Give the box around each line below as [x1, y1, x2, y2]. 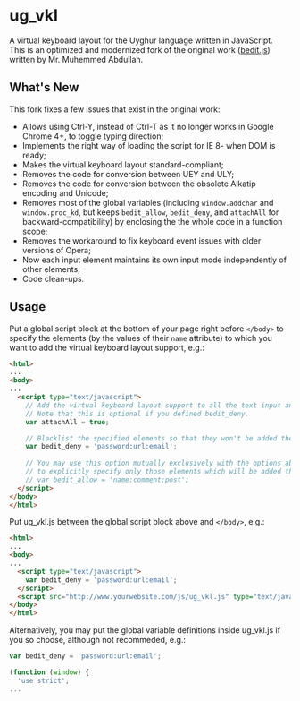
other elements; [21, 263, 80, 274]
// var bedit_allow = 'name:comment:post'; [25, 475, 190, 484]
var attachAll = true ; [25, 417, 110, 426]
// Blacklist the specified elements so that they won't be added [25, 433, 278, 443]
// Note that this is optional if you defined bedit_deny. [25, 409, 250, 418]
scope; [21, 226, 48, 236]
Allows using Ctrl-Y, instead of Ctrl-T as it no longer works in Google [21, 121, 274, 132]
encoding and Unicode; [21, 187, 109, 198]
